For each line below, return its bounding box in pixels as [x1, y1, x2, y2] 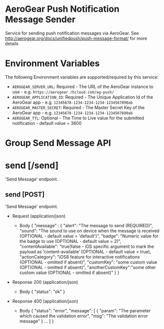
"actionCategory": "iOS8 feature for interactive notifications [19, 254, 140, 260]
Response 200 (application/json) [12, 279, 78, 285]
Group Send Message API [5, 138, 111, 149]
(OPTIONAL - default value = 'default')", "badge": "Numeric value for [19, 233, 159, 239]
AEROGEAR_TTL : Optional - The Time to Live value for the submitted [12, 115, 144, 121]
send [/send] [5, 160, 59, 171]
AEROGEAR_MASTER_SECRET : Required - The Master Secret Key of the [12, 104, 145, 110]
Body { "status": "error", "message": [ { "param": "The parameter [19, 307, 151, 313]
